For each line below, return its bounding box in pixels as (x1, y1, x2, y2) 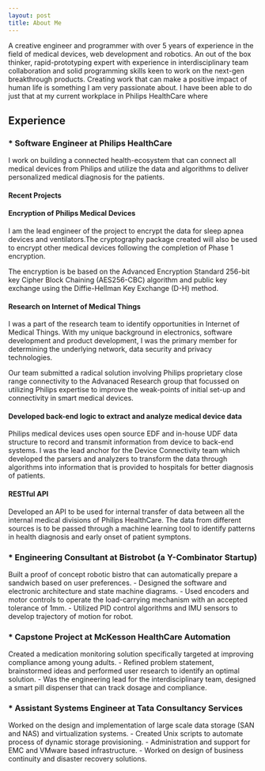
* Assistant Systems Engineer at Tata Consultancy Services (8, 703, 244, 714)
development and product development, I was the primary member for (8, 336, 237, 346)
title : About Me (8, 19, 62, 27)
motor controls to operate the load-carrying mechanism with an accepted (8, 595, 248, 604)
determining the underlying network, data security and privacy (8, 345, 212, 354)
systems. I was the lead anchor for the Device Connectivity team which (8, 446, 240, 455)
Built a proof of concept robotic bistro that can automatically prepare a (8, 569, 238, 579)
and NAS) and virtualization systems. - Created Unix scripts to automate (8, 729, 244, 739)
